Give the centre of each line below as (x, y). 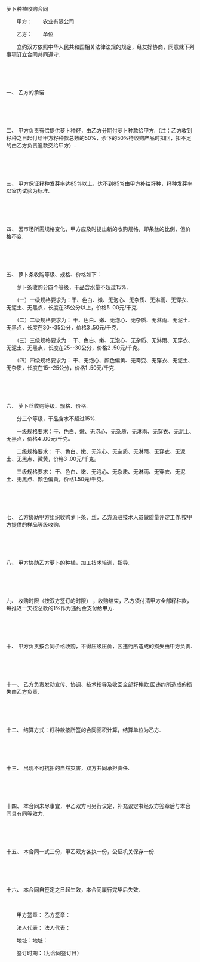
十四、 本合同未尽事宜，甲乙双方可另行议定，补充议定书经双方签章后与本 (96, 806)
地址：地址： (32, 940)
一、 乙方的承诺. (26, 92)
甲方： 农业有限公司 (45, 21)
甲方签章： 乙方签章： (43, 915)
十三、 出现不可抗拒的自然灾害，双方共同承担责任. (68, 768)
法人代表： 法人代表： (43, 928)
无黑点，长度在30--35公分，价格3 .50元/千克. (62, 328)
